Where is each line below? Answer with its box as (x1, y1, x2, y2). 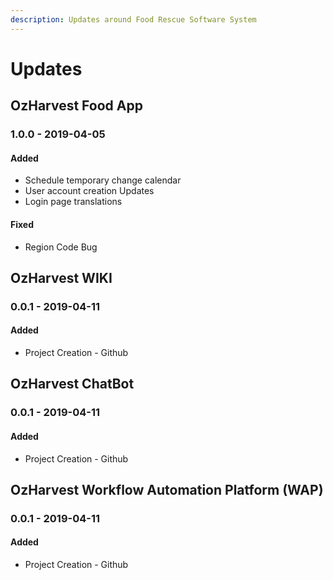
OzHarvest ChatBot (10, 376, 135, 393)
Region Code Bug (24, 241, 98, 253)
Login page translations (24, 196, 123, 208)
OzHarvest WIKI (10, 269, 113, 286)
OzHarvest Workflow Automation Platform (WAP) (10, 481, 324, 498)
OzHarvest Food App (10, 97, 143, 115)
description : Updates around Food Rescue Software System (10, 14, 257, 25)
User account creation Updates (24, 185, 155, 197)
